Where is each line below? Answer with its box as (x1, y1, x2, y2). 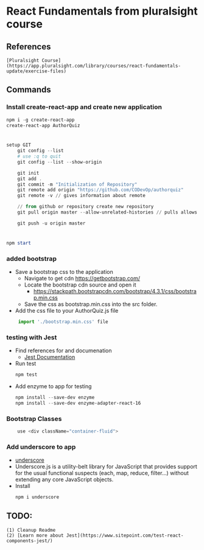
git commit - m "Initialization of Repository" (17, 181, 138, 187)
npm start (6, 240, 32, 246)
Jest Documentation (24, 353, 76, 361)
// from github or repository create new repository (17, 204, 154, 210)
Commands (6, 85, 52, 95)
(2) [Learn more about (6, 532, 64, 538)
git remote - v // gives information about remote (17, 193, 146, 199)
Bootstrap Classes (6, 414, 62, 423)
